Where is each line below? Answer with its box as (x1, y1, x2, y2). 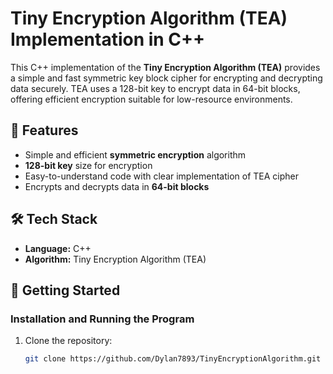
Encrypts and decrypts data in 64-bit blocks (24, 180, 210, 192)
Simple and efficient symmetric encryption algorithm (24, 148, 247, 161)
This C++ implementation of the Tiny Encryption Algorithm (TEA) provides (10, 61, 321, 73)
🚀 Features (10, 122, 79, 139)
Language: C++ (24, 242, 92, 254)
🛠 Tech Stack (10, 211, 98, 228)
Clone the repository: (24, 335, 113, 347)
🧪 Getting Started (10, 282, 121, 299)
